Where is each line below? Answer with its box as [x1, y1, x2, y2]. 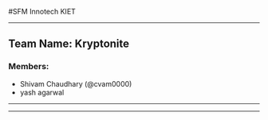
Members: [8, 61, 49, 72]
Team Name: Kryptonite [8, 37, 130, 51]
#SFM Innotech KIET [8, 7, 76, 16]
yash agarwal [19, 87, 65, 97]
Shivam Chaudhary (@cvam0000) [19, 79, 132, 88]
